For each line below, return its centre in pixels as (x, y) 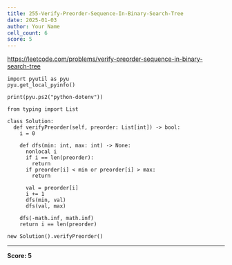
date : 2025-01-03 (32, 20)
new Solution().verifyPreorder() (55, 237)
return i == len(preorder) (58, 225)
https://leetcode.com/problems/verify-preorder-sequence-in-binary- (105, 59)
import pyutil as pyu (38, 79)
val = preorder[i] (52, 188)
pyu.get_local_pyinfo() (41, 85)
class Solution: (30, 122)
